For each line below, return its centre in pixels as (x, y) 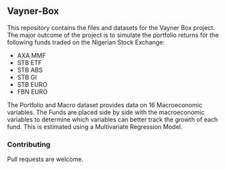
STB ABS (30, 70)
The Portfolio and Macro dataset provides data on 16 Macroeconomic (105, 104)
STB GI (27, 77)
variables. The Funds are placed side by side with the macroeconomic (106, 112)
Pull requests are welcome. (45, 159)
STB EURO (32, 84)
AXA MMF (32, 55)
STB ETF (29, 62)
